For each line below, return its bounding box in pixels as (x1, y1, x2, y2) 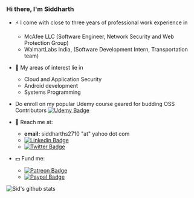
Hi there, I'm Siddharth (6, 5, 74, 13)
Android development (24, 82, 79, 90)
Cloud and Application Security (24, 76, 102, 83)
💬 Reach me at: (15, 119, 53, 126)
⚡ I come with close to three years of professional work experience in (15, 19, 188, 26)
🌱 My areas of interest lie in (15, 64, 83, 71)
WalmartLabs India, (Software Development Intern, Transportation (24, 46, 189, 53)
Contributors (15, 107, 47, 114)
